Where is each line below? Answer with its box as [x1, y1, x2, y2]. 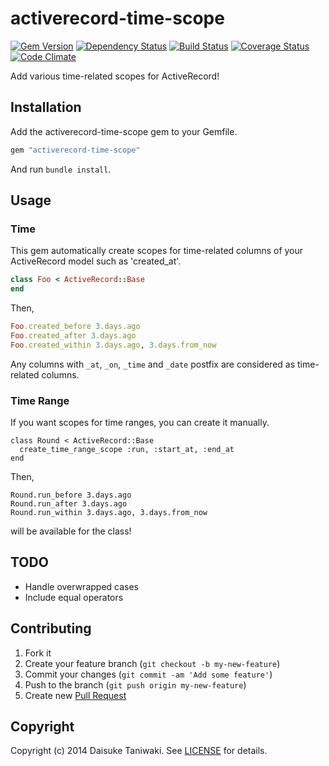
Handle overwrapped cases [24, 580, 140, 592]
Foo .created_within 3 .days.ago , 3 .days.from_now [10, 340, 217, 350]
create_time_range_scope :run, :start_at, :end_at [19, 444, 235, 454]
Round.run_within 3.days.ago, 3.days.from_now [10, 507, 208, 517]
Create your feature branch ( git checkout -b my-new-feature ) [24, 657, 281, 669]
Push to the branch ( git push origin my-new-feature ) [24, 678, 247, 691]
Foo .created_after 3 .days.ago [10, 330, 137, 341]
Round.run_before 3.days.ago [10, 490, 132, 500]
